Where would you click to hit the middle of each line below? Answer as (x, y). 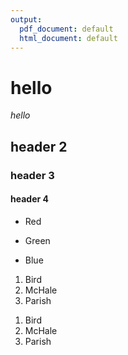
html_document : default (68, 38)
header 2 (39, 146)
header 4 (29, 199)
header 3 (32, 175)
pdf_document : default (66, 29)
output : (26, 19)
